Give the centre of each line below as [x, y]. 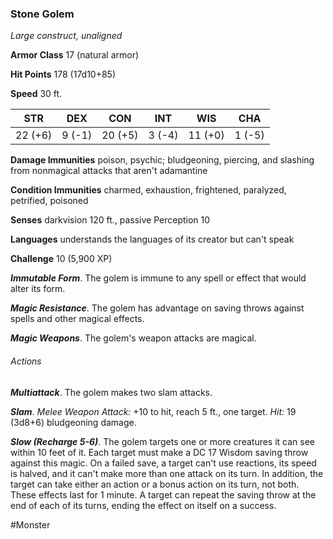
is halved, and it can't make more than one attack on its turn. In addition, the [167, 473]
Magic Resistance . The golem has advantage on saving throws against [157, 308]
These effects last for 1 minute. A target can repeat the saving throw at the [163, 494]
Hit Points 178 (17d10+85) [63, 74]
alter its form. [38, 289]
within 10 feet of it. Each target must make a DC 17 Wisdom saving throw [159, 452]
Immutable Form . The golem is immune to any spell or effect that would [158, 278]
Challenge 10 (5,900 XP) [61, 259]
